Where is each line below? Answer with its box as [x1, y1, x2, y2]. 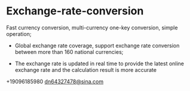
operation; [6, 30, 32, 37]
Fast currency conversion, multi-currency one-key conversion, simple [6, 24, 178, 31]
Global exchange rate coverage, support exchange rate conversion [14, 42, 180, 49]
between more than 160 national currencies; [14, 48, 124, 55]
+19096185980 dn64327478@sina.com [6, 78, 104, 85]
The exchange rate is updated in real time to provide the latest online [14, 60, 184, 67]
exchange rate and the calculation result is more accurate [14, 66, 157, 73]
